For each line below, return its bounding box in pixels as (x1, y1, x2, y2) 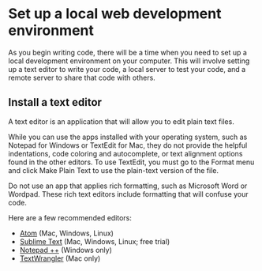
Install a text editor (8, 96, 103, 109)
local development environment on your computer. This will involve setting (8, 56, 250, 66)
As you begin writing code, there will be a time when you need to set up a (8, 47, 247, 57)
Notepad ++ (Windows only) (19, 245, 113, 254)
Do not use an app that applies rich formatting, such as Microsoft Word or (8, 181, 248, 190)
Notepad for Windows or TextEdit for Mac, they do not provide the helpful (8, 140, 248, 150)
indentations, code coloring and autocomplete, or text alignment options (8, 149, 243, 158)
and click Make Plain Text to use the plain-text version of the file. (8, 165, 219, 175)
